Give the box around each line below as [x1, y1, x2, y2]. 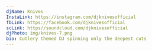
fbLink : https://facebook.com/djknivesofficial [6, 19, 126, 25]
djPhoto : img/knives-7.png [6, 30, 73, 36]
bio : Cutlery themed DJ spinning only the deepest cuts [6, 36, 147, 42]
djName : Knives [6, 8, 44, 15]
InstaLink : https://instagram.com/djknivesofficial [6, 14, 136, 20]
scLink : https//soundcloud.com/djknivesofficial [6, 25, 128, 31]
